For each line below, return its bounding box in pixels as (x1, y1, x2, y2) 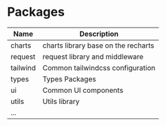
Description (79, 29, 119, 39)
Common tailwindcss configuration (42, 63, 156, 72)
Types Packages (42, 74, 96, 83)
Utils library (42, 96, 80, 106)
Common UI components (42, 85, 124, 95)
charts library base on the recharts (42, 41, 155, 50)
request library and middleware (42, 52, 144, 61)
